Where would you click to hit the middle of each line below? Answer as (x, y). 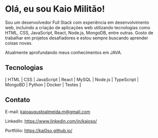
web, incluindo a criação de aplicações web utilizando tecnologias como (78, 27)
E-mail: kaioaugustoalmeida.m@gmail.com (48, 112)
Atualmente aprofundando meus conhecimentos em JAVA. (64, 52)
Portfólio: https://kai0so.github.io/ (39, 130)
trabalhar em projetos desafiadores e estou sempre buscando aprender (77, 38)
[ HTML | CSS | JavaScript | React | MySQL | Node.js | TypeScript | (72, 79)
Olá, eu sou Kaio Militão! (55, 9)
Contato (18, 100)
